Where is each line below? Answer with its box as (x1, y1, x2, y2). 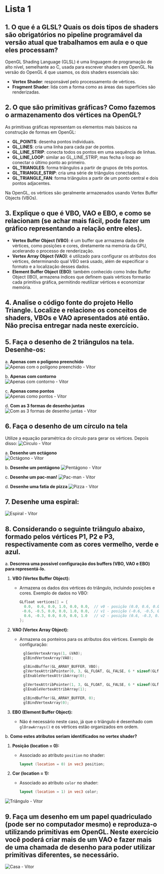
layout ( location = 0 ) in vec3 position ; (19, 761, 105, 767)
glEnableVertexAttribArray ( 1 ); (23, 686, 87, 691)
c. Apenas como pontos (5, 388, 55, 394)
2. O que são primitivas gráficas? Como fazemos (5, 103, 156, 112)
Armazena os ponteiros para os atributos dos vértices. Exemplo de (19, 636, 154, 642)
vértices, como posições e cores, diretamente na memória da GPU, (12, 242, 147, 248)
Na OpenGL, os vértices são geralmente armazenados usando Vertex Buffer (5, 189, 158, 195)
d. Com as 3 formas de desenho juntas (5, 402, 85, 408)
